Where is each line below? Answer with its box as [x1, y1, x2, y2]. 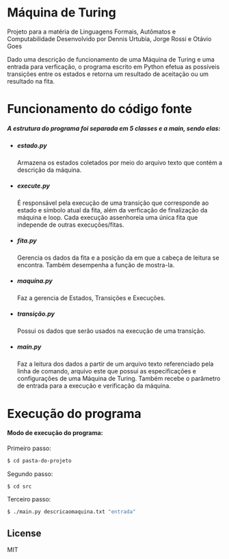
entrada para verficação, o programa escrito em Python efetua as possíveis [7, 62, 220, 71]
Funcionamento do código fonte [7, 101, 193, 117]
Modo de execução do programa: [7, 429, 103, 437]
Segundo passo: [7, 469, 53, 477]
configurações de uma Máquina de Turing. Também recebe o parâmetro [16, 375, 221, 383]
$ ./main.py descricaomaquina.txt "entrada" [7, 508, 136, 515]
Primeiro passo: [7, 444, 51, 452]
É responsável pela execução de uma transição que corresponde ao [16, 199, 209, 207]
